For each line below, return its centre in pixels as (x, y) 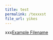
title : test (17, 10)
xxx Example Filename (26, 33)
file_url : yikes (21, 19)
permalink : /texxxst (26, 14)
